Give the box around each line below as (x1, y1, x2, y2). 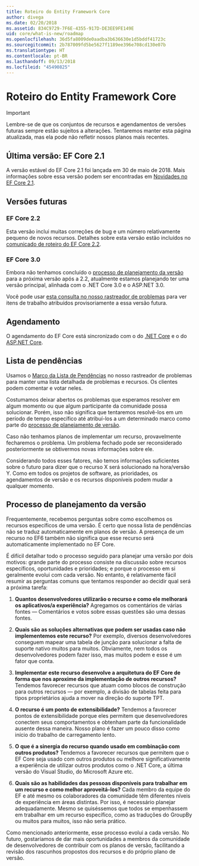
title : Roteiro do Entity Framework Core (6, 8, 110, 15)
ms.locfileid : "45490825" (6, 64, 70, 70)
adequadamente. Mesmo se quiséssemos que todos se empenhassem (14, 805, 188, 812)
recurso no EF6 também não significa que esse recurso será (6, 534, 154, 542)
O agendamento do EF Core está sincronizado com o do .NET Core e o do (6, 332, 187, 339)
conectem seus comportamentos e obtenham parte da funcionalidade (14, 718, 186, 726)
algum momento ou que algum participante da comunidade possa (6, 402, 168, 409)
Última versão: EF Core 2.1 (6, 151, 105, 161)
